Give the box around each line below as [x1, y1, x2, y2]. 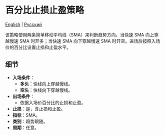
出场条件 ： [12, 93, 35, 99]
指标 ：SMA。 [12, 112, 40, 118]
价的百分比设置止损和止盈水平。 [5, 44, 71, 50]
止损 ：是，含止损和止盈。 [12, 105, 65, 111]
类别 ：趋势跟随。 [12, 118, 48, 124]
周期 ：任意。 [12, 124, 39, 130]
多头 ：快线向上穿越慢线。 [19, 80, 73, 86]
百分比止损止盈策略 [5, 4, 84, 16]
